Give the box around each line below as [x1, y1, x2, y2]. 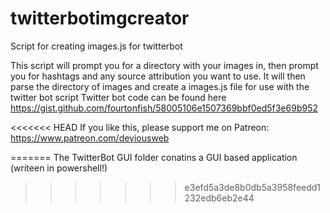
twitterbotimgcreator [10, 7, 190, 30]
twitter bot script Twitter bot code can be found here [10, 91, 227, 103]
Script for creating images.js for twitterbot [10, 40, 183, 52]
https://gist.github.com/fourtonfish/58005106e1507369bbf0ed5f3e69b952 [10, 102, 318, 114]
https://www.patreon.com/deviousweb [10, 132, 170, 144]
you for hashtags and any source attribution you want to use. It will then [10, 70, 306, 82]
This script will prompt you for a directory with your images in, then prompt [10, 59, 319, 71]
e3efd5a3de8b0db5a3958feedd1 [184, 181, 322, 193]
